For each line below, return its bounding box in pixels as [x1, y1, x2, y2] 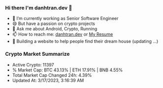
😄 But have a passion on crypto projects [12, 21, 95, 26]
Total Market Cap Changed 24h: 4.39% [12, 72, 92, 78]
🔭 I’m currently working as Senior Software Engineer [12, 16, 119, 22]
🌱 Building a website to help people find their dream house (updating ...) [12, 39, 159, 44]
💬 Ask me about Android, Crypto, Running [12, 26, 98, 32]
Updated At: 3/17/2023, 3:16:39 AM [12, 77, 84, 83]
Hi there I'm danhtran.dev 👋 [5, 4, 72, 11]
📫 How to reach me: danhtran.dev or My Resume [12, 31, 113, 37]
